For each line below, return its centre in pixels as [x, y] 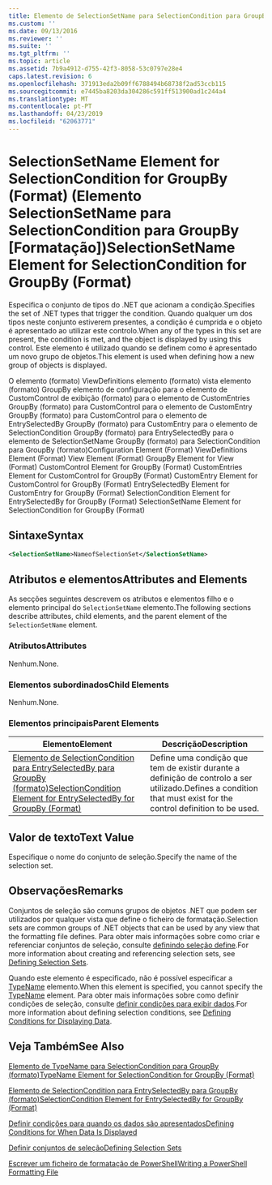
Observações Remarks [66, 891]
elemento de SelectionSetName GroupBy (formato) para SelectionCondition [134, 441]
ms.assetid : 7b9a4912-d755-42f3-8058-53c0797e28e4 [96, 69]
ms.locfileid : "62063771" [52, 122]
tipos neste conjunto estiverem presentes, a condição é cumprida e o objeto [136, 322]
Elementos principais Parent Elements [84, 723]
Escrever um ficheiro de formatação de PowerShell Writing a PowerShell [128, 1163]
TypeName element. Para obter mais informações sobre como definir [124, 995]
